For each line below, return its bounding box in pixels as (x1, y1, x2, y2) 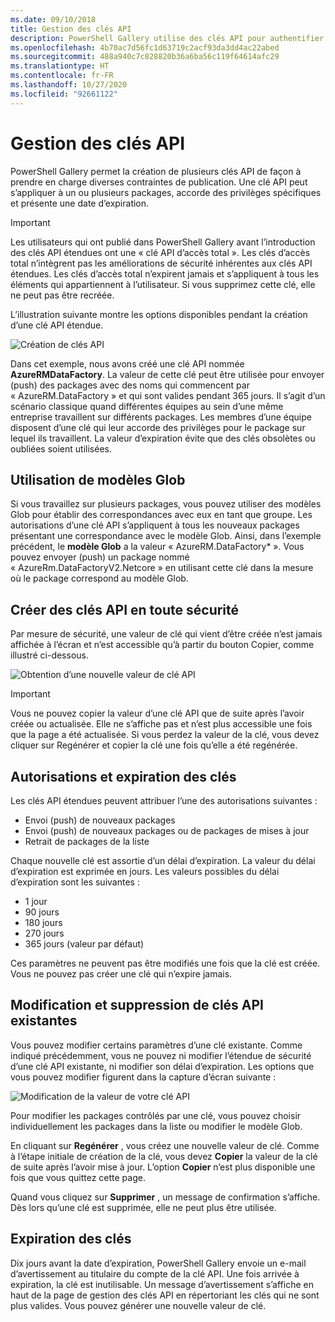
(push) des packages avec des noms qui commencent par (10, 379, 250, 391)
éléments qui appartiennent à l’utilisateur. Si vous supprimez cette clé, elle (10, 278, 316, 290)
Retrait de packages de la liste (24, 836, 150, 847)
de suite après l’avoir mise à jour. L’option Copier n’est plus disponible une (10, 1161, 316, 1173)
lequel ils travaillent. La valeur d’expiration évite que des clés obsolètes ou (10, 432, 316, 444)
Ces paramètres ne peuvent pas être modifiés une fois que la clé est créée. (10, 957, 321, 969)
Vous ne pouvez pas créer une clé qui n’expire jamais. (10, 968, 233, 980)
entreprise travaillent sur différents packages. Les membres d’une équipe (10, 411, 312, 423)
